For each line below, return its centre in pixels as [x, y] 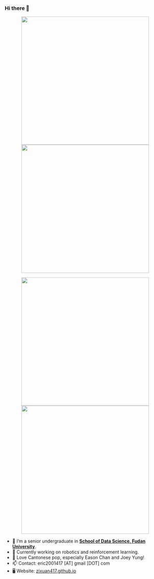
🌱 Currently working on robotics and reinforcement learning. [75, 552]
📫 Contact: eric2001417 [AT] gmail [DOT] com [61, 563]
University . [24, 547]
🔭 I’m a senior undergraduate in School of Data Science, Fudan [79, 541]
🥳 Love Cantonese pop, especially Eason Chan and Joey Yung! [78, 557]
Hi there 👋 [17, 8]
